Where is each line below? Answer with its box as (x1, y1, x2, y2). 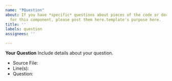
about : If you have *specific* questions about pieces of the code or (5, 12, 159, 17)
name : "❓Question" (5, 7, 45, 13)
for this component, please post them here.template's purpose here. (10, 17, 161, 22)
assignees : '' (5, 31, 36, 36)
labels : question (5, 27, 42, 32)
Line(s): (12, 65, 29, 71)
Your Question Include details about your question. (5, 50, 114, 56)
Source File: (12, 60, 38, 66)
